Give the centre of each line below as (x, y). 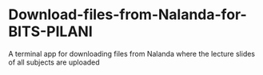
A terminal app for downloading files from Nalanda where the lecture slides (132, 53)
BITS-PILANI (51, 32)
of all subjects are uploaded (54, 62)
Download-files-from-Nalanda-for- (128, 15)
